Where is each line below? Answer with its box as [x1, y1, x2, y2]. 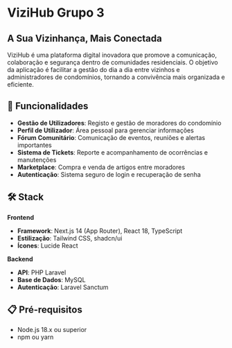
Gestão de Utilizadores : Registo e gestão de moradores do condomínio [17, 119, 222, 127]
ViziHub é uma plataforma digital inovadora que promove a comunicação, [7, 51, 217, 59]
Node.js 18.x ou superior [17, 326, 87, 334]
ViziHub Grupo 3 [7, 5, 105, 21]
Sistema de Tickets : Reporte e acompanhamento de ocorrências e [17, 148, 208, 157]
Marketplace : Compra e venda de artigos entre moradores [17, 163, 186, 171]
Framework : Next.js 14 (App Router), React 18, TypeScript [17, 227, 183, 235]
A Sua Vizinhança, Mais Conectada [7, 33, 163, 44]
